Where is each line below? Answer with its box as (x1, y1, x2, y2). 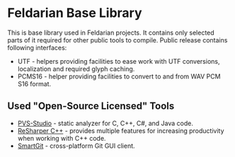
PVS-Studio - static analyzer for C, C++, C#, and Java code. (17, 119, 193, 127)
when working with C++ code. (17, 134, 106, 142)
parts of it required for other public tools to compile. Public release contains (7, 35, 228, 44)
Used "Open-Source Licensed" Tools (7, 100, 175, 112)
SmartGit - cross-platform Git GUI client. (17, 141, 136, 150)
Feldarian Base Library (7, 5, 143, 21)
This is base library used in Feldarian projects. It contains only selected (7, 28, 214, 37)
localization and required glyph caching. (17, 64, 135, 73)
